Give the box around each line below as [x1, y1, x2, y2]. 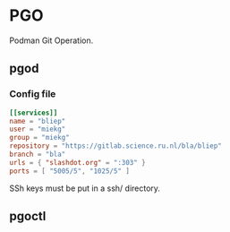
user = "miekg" [9, 125, 66, 134]
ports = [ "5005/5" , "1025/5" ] [9, 167, 130, 176]
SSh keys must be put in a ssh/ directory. [9, 183, 161, 193]
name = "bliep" [9, 116, 66, 125]
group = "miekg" [9, 133, 70, 142]
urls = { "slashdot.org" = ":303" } [9, 158, 146, 167]
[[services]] [9, 108, 58, 117]
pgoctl [9, 209, 47, 224]
